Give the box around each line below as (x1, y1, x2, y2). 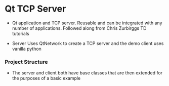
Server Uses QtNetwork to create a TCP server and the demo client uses (12, 40, 164, 46)
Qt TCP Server (5, 3, 66, 15)
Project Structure (5, 58, 48, 65)
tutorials (12, 30, 29, 36)
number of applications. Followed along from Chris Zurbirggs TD (12, 25, 147, 31)
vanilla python (12, 46, 41, 52)
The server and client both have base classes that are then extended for (12, 70, 163, 76)
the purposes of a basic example (12, 75, 81, 81)
